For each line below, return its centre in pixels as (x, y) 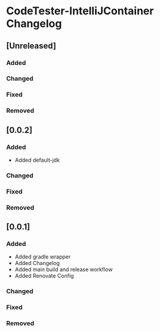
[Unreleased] (31, 46)
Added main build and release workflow (64, 269)
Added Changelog (37, 263)
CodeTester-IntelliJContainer (80, 11)
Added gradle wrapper (43, 257)
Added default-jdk (37, 160)
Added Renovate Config (44, 276)
